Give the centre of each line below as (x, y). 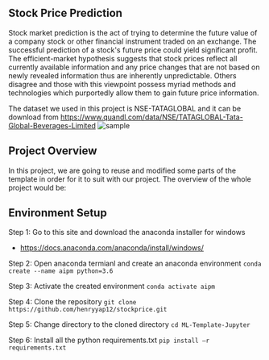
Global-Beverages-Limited (52, 125)
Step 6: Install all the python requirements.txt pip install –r (109, 340)
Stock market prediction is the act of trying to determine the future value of (133, 32)
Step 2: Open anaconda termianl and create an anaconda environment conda (135, 264)
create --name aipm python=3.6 (61, 271)
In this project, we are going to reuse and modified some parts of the (122, 170)
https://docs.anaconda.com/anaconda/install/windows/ (112, 248)
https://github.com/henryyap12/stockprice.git (88, 310)
